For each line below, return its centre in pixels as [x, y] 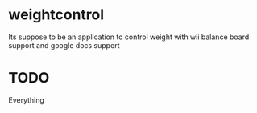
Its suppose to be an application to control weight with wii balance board [129, 37]
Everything [26, 100]
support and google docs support [64, 45]
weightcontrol [56, 15]
